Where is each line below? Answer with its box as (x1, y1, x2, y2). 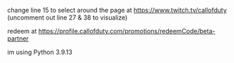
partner (7, 34, 30, 43)
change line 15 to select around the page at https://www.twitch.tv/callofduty (7, 6, 227, 14)
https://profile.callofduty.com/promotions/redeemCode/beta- (38, 27, 216, 35)
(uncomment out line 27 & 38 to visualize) (7, 13, 128, 22)
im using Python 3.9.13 (7, 48, 72, 56)
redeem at (7, 27, 37, 35)
